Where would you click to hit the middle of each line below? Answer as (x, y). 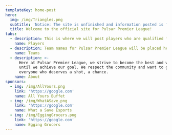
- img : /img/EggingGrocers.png (43, 115)
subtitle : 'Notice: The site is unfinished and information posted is (87, 24)
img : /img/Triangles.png (36, 20)
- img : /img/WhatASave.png (39, 101)
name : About (27, 77)
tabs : (11, 34)
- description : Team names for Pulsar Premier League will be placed (85, 48)
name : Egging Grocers (37, 124)
